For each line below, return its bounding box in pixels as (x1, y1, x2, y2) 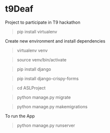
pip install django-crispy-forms (16, 75, 79, 81)
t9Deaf (5, 3, 34, 15)
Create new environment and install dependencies (5, 38, 106, 44)
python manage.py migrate (16, 94, 71, 100)
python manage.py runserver (16, 122, 75, 128)
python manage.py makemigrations (16, 103, 88, 109)
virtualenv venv (16, 47, 48, 53)
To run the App (5, 113, 35, 119)
